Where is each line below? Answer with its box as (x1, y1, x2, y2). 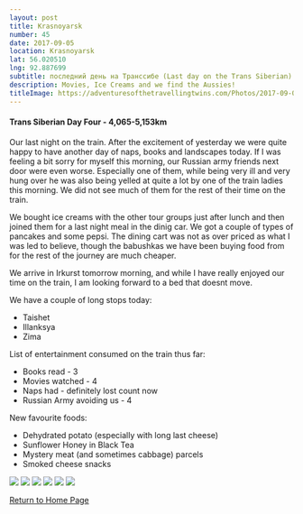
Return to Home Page (9, 494, 90, 505)
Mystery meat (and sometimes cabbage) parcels (22, 448, 204, 460)
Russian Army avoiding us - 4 (22, 394, 133, 406)
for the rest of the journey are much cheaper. (9, 250, 177, 261)
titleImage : (9, 88, 54, 97)
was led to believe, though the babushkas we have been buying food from (9, 240, 285, 251)
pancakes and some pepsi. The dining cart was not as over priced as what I (9, 231, 290, 242)
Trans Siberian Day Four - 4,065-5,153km (9, 116, 168, 127)
